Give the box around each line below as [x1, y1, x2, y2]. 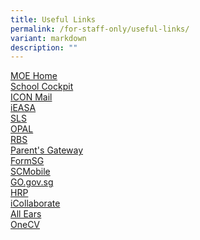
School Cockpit [10, 81, 74, 93]
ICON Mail [10, 91, 53, 103]
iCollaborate [10, 197, 61, 210]
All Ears [10, 208, 42, 220]
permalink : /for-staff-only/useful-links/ [10, 24, 190, 34]
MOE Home [10, 70, 58, 82]
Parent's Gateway [10, 144, 84, 156]
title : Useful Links [10, 14, 97, 25]
